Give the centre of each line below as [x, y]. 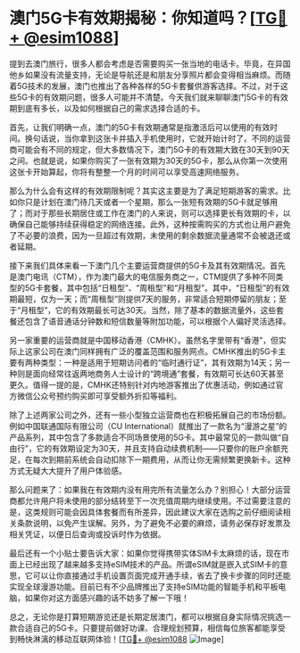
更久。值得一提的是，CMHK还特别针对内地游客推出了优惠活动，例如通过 [142, 384]
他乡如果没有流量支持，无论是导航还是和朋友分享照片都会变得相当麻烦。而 [146, 74]
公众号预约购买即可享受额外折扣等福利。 [107, 396]
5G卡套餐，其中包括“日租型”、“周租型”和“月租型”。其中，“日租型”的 [150, 287]
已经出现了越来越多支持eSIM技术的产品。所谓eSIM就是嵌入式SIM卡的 [152, 564]
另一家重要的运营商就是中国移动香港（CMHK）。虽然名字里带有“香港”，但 [144, 340]
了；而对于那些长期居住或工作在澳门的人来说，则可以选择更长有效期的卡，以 [150, 213]
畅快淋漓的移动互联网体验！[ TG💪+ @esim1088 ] [121, 639]
